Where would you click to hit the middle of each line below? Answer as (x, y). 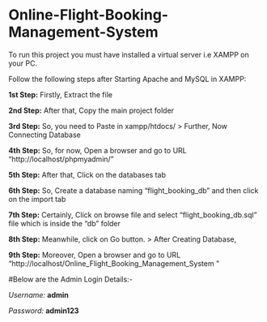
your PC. (23, 63)
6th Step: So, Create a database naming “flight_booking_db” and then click (133, 190)
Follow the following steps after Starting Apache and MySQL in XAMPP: (127, 79)
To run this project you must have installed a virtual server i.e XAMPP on (129, 54)
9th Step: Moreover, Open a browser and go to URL (95, 255)
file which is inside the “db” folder (65, 223)
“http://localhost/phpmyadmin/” (61, 159)
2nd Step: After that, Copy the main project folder (91, 110)
